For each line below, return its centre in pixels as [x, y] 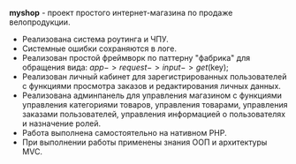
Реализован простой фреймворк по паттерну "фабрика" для [136, 58]
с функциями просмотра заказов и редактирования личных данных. [151, 86]
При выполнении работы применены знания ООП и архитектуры [144, 142]
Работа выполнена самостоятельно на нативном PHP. [124, 133]
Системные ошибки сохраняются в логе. [99, 48]
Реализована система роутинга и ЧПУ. [95, 39]
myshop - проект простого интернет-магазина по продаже [121, 13]
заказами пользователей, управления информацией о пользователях [153, 114]
